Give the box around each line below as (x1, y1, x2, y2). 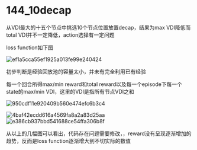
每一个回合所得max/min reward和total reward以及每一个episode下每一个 (6, 81, 182, 88)
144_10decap (6, 4, 72, 17)
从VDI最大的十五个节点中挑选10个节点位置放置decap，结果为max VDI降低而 (6, 24, 191, 31)
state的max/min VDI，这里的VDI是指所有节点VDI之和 (6, 88, 134, 95)
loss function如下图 (6, 44, 53, 51)
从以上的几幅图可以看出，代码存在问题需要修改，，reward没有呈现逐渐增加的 (6, 130, 192, 137)
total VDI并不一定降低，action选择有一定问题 (6, 31, 115, 39)
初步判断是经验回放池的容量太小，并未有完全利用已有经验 (6, 68, 146, 75)
